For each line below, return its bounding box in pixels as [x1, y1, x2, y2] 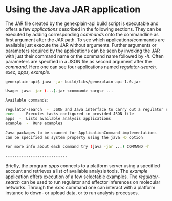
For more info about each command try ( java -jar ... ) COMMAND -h [5, 144, 150, 149]
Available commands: [5, 97, 50, 103]
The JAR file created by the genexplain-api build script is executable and [5, 20, 159, 27]
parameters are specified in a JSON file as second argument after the [5, 58, 152, 64]
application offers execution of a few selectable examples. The [5, 173, 138, 180]
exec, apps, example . [5, 69, 51, 75]
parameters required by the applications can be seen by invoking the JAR [5, 47, 160, 54]
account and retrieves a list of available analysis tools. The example [5, 168, 148, 174]
